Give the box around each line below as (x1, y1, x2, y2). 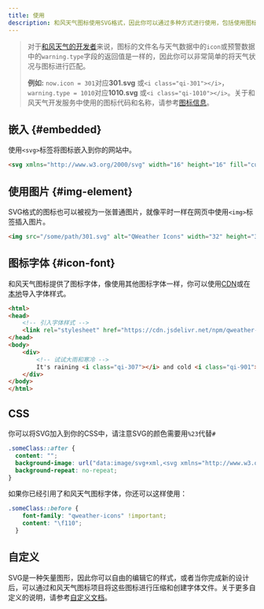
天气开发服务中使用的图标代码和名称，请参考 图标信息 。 (34, 98, 214, 107)
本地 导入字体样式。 (8, 288, 71, 298)
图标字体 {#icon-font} (8, 257, 115, 270)
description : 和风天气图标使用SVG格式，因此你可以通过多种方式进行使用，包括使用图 (8, 19, 252, 27)
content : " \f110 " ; (22, 519, 82, 528)
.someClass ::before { (8, 505, 79, 513)
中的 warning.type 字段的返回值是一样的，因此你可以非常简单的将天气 (27, 51, 249, 61)
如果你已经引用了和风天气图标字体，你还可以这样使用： (8, 489, 187, 499)
